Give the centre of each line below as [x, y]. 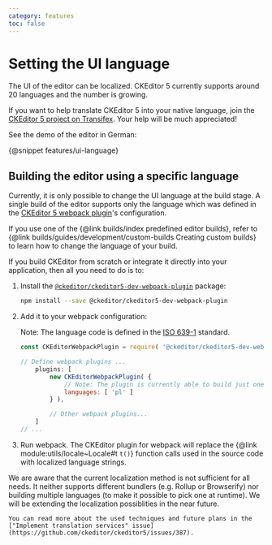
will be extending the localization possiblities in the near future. [114, 504]
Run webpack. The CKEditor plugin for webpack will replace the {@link [138, 444]
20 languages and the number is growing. [78, 95]
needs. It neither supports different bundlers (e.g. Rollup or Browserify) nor [134, 486]
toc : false [27, 24]
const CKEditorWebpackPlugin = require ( [89, 347]
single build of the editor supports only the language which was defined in [133, 205]
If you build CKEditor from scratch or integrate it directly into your [118, 262]
